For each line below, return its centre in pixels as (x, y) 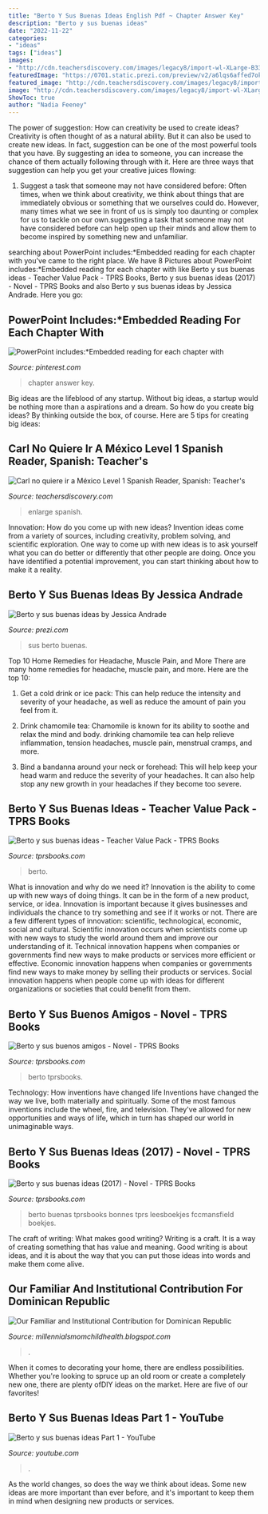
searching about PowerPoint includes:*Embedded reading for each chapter (132, 252)
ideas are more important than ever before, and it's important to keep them (131, 1492)
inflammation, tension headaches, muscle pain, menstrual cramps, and (136, 743)
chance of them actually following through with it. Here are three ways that (131, 162)
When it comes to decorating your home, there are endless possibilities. (126, 1367)
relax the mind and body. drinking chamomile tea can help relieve (127, 734)
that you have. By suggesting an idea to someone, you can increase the (126, 154)
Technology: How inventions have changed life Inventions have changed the (134, 1092)
